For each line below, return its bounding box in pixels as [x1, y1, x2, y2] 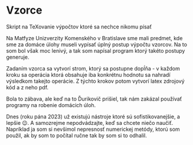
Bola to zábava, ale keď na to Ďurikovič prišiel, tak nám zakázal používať [6, 95, 182, 102]
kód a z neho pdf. [6, 83, 49, 91]
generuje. [6, 53, 30, 60]
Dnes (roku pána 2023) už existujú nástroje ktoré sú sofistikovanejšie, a [6, 113, 180, 120]
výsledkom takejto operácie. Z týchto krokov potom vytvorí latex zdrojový [6, 78, 185, 85]
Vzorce [6, 4, 42, 17]
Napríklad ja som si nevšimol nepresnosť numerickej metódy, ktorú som [6, 125, 180, 133]
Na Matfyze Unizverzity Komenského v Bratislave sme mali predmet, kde [6, 34, 183, 41]
